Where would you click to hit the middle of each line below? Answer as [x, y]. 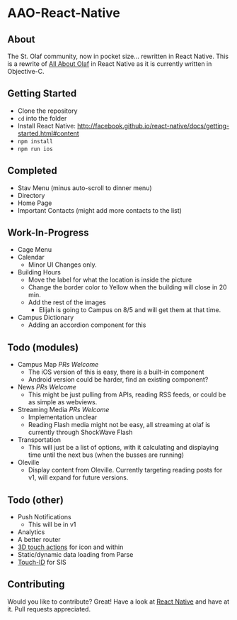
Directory [31, 195]
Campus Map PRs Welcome [58, 365]
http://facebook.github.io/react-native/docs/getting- [154, 126]
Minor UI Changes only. [62, 265]
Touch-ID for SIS [42, 563]
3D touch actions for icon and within [70, 547]
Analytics [31, 532]
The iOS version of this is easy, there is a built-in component [116, 372]
